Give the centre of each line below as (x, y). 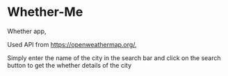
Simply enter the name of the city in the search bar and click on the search (114, 58)
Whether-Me (45, 12)
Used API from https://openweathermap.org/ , (72, 44)
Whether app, (27, 31)
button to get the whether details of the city (70, 65)
